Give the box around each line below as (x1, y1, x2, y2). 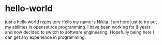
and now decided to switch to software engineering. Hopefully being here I (5, 29, 154, 35)
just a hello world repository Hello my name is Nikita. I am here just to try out (5, 19, 157, 25)
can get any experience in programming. (5, 34, 86, 40)
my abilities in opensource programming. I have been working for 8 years (5, 24, 151, 30)
